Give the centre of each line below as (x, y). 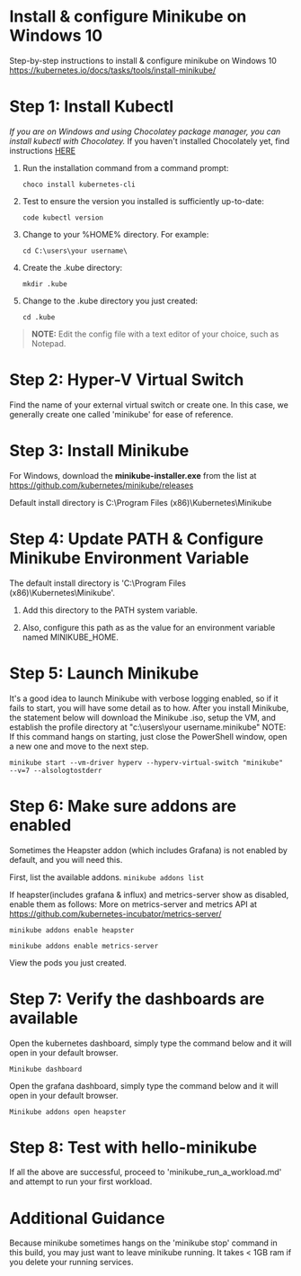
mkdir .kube (44, 284)
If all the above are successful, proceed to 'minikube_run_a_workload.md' (146, 1173)
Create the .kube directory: (72, 267)
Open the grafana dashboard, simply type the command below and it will (144, 1085)
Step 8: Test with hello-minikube (133, 1147)
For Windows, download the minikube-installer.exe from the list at (133, 475)
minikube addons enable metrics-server (84, 946)
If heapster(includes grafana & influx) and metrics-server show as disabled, (149, 894)
